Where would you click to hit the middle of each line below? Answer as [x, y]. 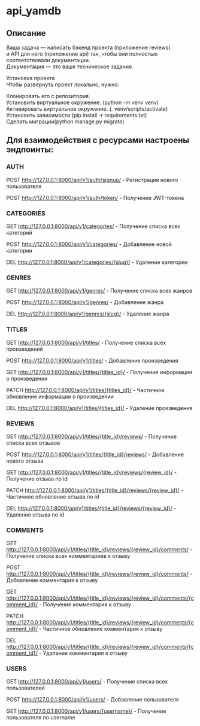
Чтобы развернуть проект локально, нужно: [63, 84]
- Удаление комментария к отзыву [83, 653]
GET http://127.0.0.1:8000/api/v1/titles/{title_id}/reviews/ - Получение [92, 436]
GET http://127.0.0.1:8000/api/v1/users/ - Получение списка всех [87, 682]
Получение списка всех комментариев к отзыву [68, 556]
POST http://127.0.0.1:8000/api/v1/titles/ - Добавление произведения [92, 360]
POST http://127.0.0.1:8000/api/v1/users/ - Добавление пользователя [93, 700]
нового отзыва [25, 461]
